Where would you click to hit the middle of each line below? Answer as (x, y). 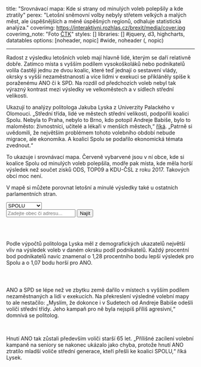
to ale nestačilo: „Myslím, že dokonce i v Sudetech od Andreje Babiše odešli (100, 302)
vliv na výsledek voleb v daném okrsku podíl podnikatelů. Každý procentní (98, 250)
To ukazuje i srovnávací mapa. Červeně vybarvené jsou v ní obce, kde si (95, 157)
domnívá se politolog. (33, 315)
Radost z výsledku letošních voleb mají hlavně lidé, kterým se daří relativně (99, 57)
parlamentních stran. (32, 194)
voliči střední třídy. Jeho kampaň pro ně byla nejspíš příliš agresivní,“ (91, 309)
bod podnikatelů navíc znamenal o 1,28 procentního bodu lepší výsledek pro (100, 256)
